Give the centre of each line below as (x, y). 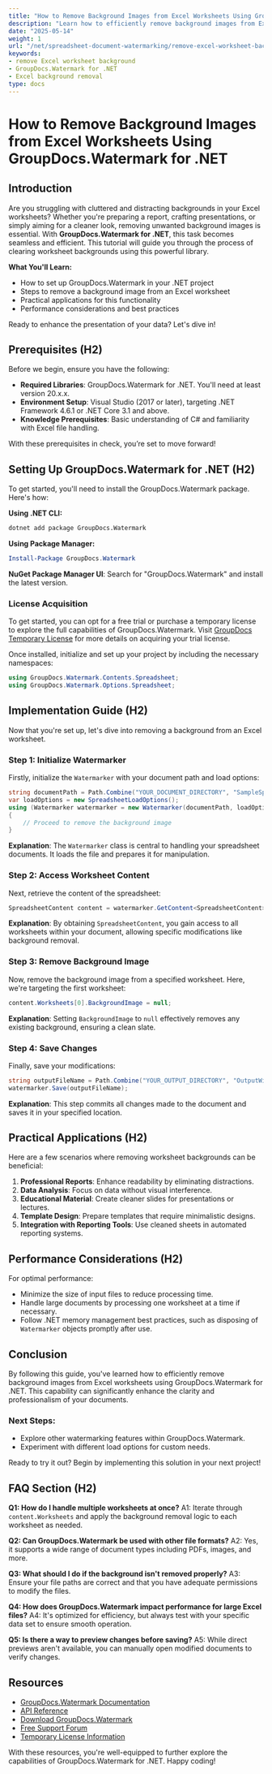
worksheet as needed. (46, 1525)
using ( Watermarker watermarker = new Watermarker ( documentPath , (121, 807)
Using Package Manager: (52, 544)
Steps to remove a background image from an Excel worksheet (125, 291)
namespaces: (31, 663)
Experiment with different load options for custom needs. (115, 1447)
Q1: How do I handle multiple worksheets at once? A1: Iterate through (125, 1508)
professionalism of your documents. (68, 1400)
